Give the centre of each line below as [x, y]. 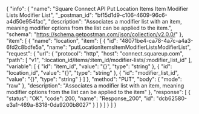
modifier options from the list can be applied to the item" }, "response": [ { [98, 92]
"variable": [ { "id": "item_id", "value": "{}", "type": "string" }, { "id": [89, 66]
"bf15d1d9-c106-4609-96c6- [131, 15]
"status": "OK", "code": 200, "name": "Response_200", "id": [81, 98]
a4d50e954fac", [27, 21]
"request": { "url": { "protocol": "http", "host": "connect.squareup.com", [95, 53]
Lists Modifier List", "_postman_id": [50, 15]
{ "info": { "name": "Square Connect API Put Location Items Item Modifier [97, 9]
